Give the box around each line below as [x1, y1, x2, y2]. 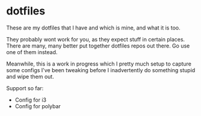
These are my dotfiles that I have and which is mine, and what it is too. [6, 24, 181, 31]
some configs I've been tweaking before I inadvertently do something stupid [6, 66, 196, 73]
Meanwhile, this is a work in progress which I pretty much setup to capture [6, 60, 191, 67]
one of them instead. [6, 48, 58, 55]
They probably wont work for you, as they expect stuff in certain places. [6, 35, 185, 43]
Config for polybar [14, 102, 61, 109]
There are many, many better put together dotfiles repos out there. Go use [6, 42, 190, 49]
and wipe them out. [6, 73, 54, 80]
